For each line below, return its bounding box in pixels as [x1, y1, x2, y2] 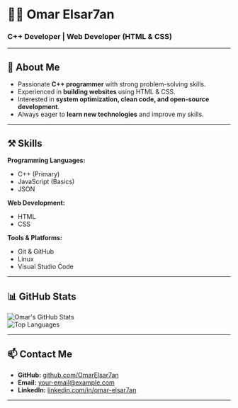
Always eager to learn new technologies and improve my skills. [17, 110, 204, 119]
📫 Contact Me [7, 348, 73, 361]
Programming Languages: [7, 156, 86, 165]
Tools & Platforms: [7, 234, 62, 242]
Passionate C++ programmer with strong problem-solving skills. [17, 80, 206, 89]
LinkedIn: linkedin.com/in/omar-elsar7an [17, 385, 137, 394]
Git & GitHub [17, 247, 55, 256]
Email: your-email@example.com [17, 378, 115, 387]
